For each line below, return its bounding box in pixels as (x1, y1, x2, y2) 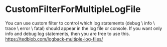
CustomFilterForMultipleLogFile (5, 3, 141, 15)
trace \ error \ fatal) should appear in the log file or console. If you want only (5, 25, 162, 31)
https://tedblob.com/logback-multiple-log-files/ (5, 36, 103, 42)
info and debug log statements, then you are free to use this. (5, 30, 130, 36)
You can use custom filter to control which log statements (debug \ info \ (5, 20, 155, 26)
